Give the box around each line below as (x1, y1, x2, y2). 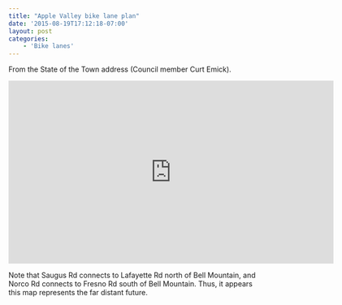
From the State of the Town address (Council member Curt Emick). (8, 64, 232, 74)
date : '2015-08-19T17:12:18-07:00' (8, 20, 129, 28)
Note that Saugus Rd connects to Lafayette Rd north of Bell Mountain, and (8, 270, 256, 281)
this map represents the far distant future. (8, 288, 148, 298)
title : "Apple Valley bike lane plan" (8, 11, 140, 20)
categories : (8, 34, 49, 43)
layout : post (8, 27, 53, 35)
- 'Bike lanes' (23, 42, 75, 50)
